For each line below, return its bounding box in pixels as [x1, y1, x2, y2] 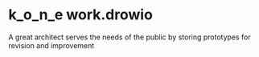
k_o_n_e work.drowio [8, 6, 153, 24]
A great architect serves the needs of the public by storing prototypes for [8, 32, 251, 42]
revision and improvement [8, 40, 95, 50]
